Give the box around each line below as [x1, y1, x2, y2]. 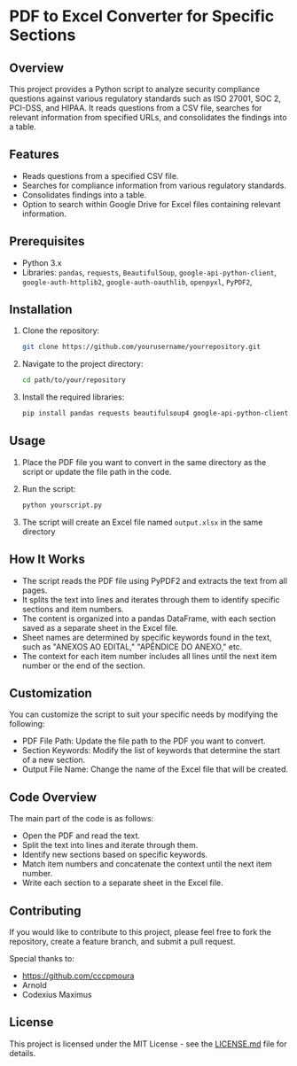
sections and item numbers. [21, 603, 124, 614]
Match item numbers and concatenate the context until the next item [21, 859, 272, 869]
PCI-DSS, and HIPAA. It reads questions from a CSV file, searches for [9, 103, 262, 113]
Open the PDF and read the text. [21, 830, 140, 841]
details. [9, 1047, 36, 1058]
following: [9, 719, 45, 729]
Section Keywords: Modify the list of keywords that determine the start [21, 745, 281, 756]
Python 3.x [21, 257, 62, 268]
